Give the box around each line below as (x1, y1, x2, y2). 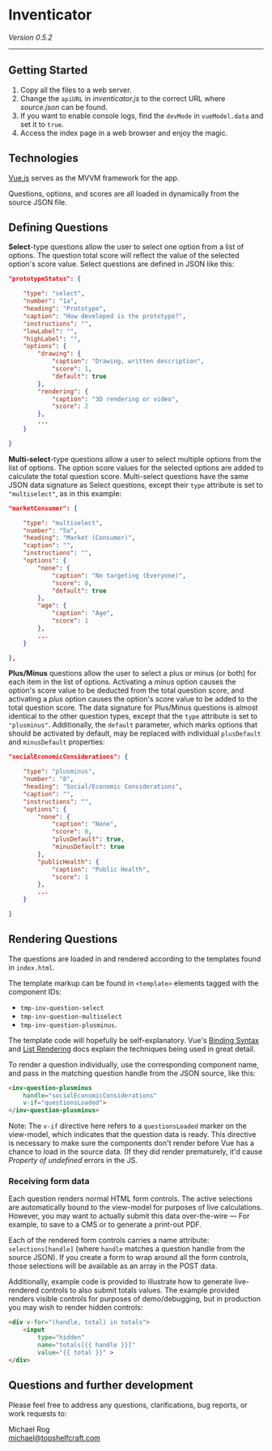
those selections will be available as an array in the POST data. (8, 1261, 218, 1271)
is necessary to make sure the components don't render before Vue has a (8, 1139, 255, 1148)
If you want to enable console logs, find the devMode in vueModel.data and (19, 111, 264, 121)
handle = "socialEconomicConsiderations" (23, 1091, 158, 1100)
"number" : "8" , (23, 775, 74, 783)
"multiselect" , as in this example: (8, 488, 122, 499)
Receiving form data (8, 1176, 90, 1187)
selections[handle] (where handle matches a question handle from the (8, 1244, 245, 1254)
